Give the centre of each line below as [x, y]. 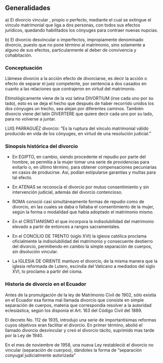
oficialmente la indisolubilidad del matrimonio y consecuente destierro [82, 242]
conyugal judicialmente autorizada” [40, 355]
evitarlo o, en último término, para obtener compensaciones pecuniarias [84, 167]
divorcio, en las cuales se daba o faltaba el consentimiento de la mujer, [83, 207]
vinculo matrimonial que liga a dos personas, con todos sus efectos [73, 25]
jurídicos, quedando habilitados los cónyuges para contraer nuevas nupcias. [81, 30]
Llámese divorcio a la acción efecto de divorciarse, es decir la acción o [76, 79]
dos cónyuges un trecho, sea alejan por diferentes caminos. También [74, 109]
